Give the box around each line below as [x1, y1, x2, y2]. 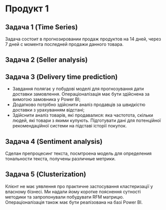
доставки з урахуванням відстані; [12, 107, 85, 113]
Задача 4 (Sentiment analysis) [5, 137, 103, 146]
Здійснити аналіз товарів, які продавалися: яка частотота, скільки [12, 112, 154, 118]
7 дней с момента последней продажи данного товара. [5, 41, 124, 47]
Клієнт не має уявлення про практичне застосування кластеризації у [5, 183, 153, 189]
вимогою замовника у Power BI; [12, 97, 81, 103]
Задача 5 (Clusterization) [5, 170, 86, 179]
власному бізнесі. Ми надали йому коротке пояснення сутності [5, 189, 141, 195]
